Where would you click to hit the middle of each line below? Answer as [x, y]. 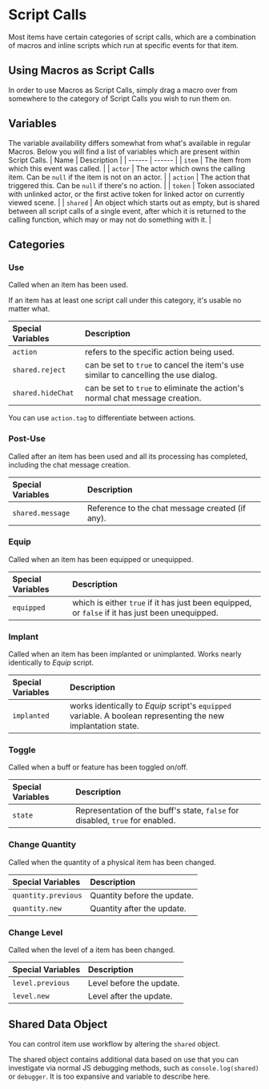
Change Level [36, 932]
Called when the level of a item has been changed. [92, 950]
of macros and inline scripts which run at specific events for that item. [123, 45]
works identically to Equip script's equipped [151, 706]
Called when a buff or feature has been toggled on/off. [98, 767]
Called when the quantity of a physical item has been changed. [112, 862]
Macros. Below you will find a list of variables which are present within [124, 151]
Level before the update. [134, 983]
